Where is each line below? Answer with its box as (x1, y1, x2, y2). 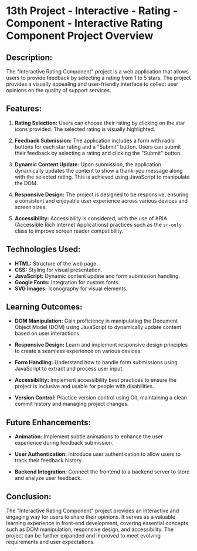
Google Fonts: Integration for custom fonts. (14, 278, 120, 285)
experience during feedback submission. (14, 439, 114, 446)
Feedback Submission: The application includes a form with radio (14, 137, 175, 144)
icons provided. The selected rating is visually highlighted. (14, 125, 155, 133)
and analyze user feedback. (14, 475, 82, 482)
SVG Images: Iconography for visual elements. (14, 285, 128, 292)
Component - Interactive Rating (6, 16, 163, 30)
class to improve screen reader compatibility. (14, 227, 124, 234)
